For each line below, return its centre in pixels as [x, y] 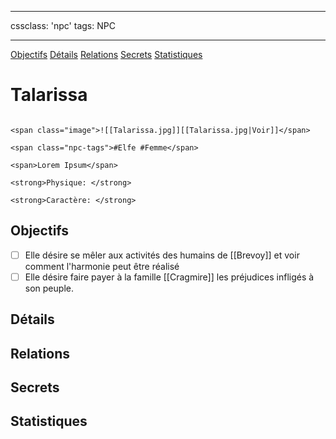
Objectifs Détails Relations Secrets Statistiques [106, 54]
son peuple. [49, 288]
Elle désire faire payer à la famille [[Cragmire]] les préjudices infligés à [169, 277]
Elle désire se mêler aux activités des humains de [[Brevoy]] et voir [162, 255]
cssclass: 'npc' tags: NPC [63, 25]
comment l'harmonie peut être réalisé [102, 266]
